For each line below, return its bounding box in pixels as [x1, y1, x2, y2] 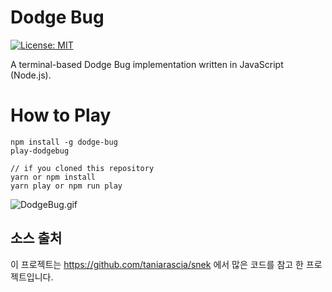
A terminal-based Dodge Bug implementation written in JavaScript [10, 58, 284, 70]
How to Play [10, 104, 112, 127]
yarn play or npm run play [10, 181, 123, 191]
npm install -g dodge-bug [10, 137, 118, 147]
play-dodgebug [10, 146, 70, 156]
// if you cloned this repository [10, 163, 155, 173]
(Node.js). [10, 69, 52, 81]
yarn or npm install [10, 172, 97, 182]
